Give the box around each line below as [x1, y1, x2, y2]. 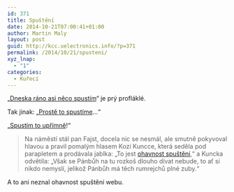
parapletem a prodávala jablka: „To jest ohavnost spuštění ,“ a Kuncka [24, 149, 224, 158]
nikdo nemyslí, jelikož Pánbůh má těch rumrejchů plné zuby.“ [24, 165, 200, 173]
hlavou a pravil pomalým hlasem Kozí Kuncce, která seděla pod [24, 142, 207, 151]
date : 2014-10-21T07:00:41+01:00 [7, 23, 105, 30]
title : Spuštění [7, 17, 54, 24]
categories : [7, 68, 42, 75]
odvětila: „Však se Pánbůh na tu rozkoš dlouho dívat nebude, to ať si [24, 157, 220, 165]
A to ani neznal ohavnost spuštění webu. [7, 178, 124, 186]
